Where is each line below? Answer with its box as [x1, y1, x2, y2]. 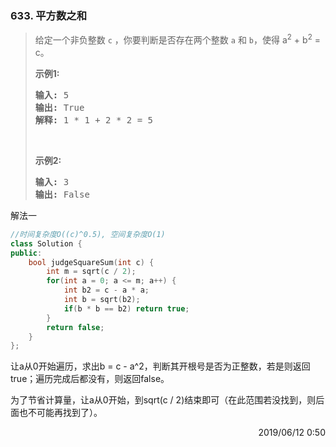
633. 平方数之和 [10, 8, 88, 22]
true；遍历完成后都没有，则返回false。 [10, 373, 170, 385]
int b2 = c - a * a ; [63, 285, 150, 296]
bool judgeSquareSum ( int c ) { [28, 257, 155, 267]
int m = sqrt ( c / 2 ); [46, 267, 137, 277]
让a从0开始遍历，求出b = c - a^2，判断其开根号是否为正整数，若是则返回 [10, 360, 311, 372]
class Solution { [10, 238, 83, 249]
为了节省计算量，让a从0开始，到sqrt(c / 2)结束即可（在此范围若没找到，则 [10, 394, 317, 406]
